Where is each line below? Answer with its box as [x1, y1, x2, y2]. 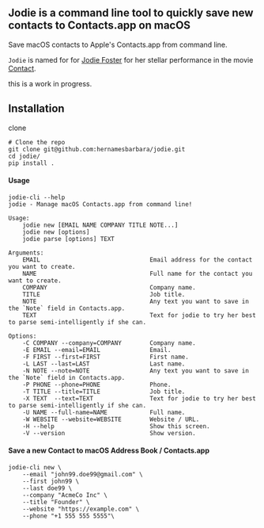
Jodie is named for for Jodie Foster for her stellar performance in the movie [8, 55, 254, 64]
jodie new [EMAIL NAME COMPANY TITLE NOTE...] [22, 221, 179, 229]
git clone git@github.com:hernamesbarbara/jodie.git [8, 145, 186, 153]
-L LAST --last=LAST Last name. [22, 360, 186, 368]
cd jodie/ [8, 152, 41, 160]
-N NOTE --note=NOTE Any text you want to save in [22, 366, 249, 375]
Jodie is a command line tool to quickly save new [8, 6, 254, 20]
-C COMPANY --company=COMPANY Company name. [22, 339, 196, 347]
